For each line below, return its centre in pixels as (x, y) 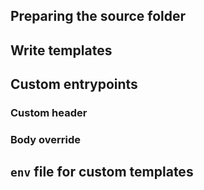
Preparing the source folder (98, 16)
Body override (46, 140)
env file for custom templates (102, 172)
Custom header (49, 113)
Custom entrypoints (74, 84)
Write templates (61, 50)
